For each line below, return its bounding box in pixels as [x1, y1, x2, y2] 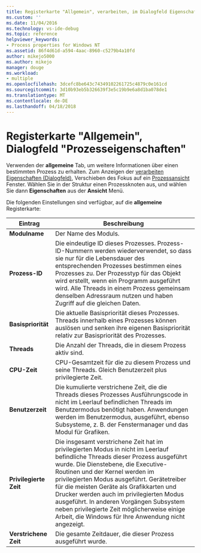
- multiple [6, 75, 33, 81]
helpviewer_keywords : [6, 37, 60, 43]
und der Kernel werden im [81, 468, 154, 476]
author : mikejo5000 [6, 53, 55, 59]
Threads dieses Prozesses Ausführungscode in [54, 391, 188, 399]
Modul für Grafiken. [54, 428, 110, 436]
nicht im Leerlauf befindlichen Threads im [54, 398, 172, 406]
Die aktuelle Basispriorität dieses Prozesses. [54, 309, 179, 318]
